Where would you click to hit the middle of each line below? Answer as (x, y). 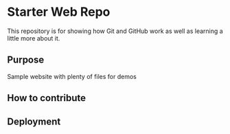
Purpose (26, 60)
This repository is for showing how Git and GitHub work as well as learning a (115, 31)
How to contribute (47, 98)
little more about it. (34, 38)
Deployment (34, 121)
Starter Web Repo (59, 12)
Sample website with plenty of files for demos (72, 76)
